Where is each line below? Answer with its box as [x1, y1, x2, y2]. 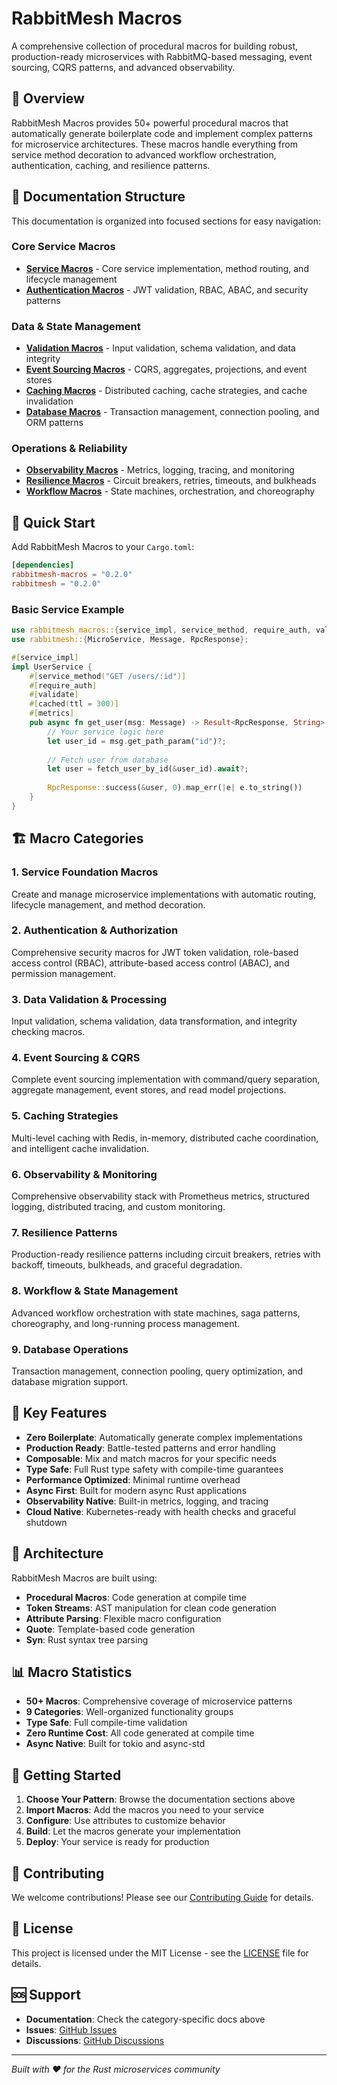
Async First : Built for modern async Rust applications [25, 1484, 248, 1496]
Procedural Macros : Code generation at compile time [25, 1591, 247, 1603]
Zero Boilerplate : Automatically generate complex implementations [25, 1431, 303, 1443]
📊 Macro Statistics [11, 1663, 133, 1681]
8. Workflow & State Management [11, 1284, 179, 1298]
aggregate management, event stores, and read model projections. [11, 1084, 287, 1096]
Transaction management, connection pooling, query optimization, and [11, 1365, 304, 1377]
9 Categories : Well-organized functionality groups [25, 1706, 234, 1718]
